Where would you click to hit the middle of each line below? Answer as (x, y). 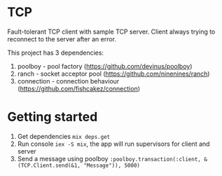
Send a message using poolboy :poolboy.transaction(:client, (109, 158)
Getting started (53, 117)
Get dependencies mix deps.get (64, 136)
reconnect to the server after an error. (62, 39)
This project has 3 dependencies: (55, 53)
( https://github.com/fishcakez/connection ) (79, 88)
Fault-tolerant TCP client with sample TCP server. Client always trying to (111, 32)
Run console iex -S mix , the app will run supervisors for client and (113, 144)
